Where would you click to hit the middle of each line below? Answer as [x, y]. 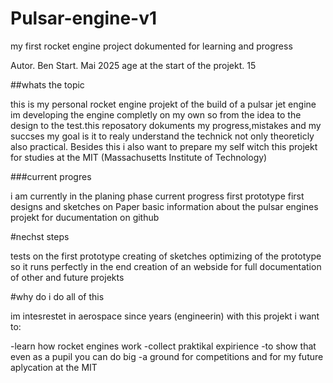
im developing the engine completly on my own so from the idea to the [156, 114]
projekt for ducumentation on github [85, 217]
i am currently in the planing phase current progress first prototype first [157, 196]
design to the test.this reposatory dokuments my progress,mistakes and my [166, 125]
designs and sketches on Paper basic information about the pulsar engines [164, 206]
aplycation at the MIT [54, 367]
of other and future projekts [67, 277]
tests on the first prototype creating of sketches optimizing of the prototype [166, 256]
